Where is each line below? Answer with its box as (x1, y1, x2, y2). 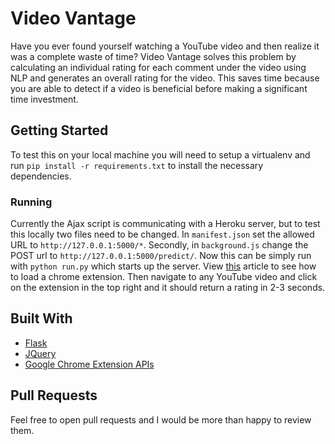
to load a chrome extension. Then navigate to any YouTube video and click (10, 271, 318, 283)
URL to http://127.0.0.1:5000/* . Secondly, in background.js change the (10, 239, 309, 251)
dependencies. (10, 170, 72, 182)
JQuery (24, 347, 57, 359)
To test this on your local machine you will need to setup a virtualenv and (10, 148, 311, 161)
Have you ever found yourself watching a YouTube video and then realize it (10, 40, 320, 52)
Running (10, 195, 53, 209)
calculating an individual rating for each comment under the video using (10, 61, 307, 73)
